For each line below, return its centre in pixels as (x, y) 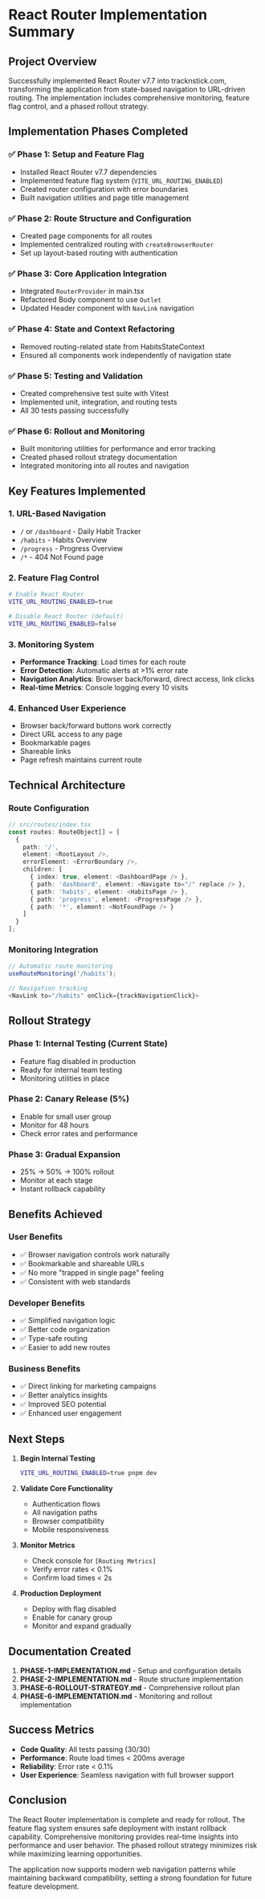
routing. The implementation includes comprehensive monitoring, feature (129, 98)
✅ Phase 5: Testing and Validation (75, 376)
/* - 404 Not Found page (62, 556)
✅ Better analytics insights (64, 1396)
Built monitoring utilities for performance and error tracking (118, 449)
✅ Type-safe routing (54, 1339)
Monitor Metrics (47, 1545)
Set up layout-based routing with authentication (99, 253)
